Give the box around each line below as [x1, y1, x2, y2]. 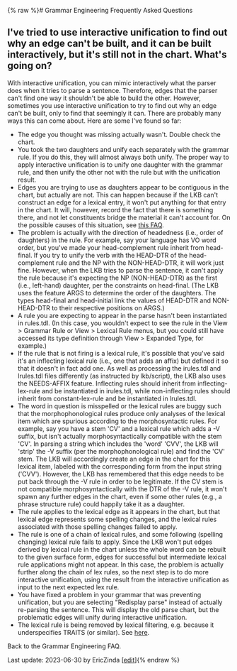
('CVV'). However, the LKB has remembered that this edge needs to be [17, 469, 224, 478]
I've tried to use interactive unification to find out [7, 26, 228, 38]
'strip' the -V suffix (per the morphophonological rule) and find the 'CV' [17, 447, 225, 455]
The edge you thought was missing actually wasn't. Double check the [17, 130, 221, 138]
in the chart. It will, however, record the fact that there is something [17, 205, 214, 214]
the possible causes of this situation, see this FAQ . [17, 220, 164, 229]
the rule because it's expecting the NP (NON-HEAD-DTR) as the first [17, 273, 218, 282]
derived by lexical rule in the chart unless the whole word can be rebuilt [17, 545, 226, 553]
